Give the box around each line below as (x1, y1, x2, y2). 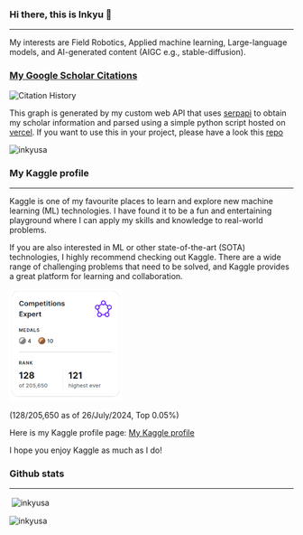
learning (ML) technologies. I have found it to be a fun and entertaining (9, 205, 272, 216)
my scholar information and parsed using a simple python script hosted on (9, 117, 286, 127)
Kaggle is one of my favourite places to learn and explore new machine (9, 195, 273, 206)
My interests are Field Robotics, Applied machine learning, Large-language (9, 37, 288, 48)
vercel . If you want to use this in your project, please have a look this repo (9, 127, 284, 137)
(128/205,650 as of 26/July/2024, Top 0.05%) (9, 409, 179, 420)
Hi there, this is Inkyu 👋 (9, 8, 113, 21)
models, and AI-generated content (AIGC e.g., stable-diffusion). (9, 47, 246, 58)
